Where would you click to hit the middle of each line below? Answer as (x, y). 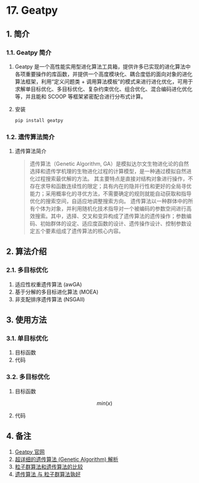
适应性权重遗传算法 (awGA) (48, 284)
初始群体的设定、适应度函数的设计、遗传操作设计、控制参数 (113, 224)
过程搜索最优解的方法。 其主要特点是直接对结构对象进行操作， (111, 179)
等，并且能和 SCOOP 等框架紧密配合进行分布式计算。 (80, 96)
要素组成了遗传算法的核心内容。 (85, 231)
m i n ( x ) (104, 403)
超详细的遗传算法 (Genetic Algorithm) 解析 (66, 459)
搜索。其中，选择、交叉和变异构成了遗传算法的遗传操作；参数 (111, 216)
